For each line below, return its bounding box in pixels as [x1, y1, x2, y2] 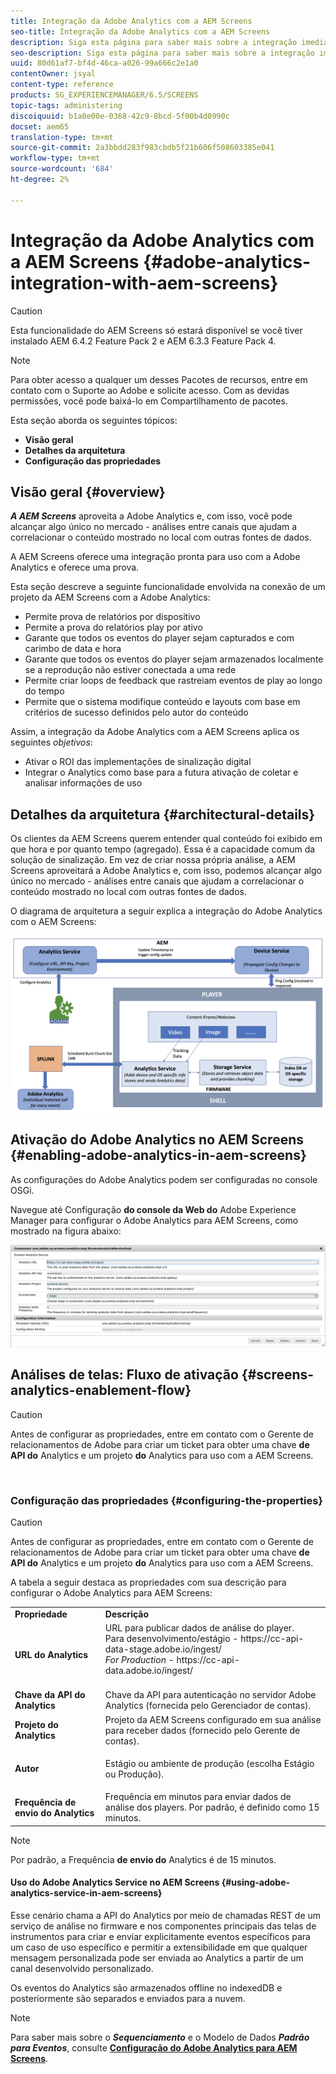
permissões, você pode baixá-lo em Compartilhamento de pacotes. [10, 395, 288, 407]
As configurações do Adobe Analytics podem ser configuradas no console [10, 1173, 318, 1185]
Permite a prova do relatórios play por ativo [24, 621, 203, 634]
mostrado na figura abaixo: [10, 1225, 122, 1237]
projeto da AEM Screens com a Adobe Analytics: [10, 591, 211, 604]
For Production [104, 1654, 167, 1666]
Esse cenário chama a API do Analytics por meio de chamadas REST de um [10, 1909, 322, 1921]
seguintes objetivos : [10, 736, 93, 749]
